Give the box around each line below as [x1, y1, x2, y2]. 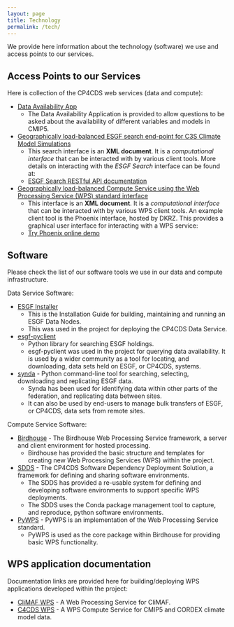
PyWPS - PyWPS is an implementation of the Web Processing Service [17, 516, 219, 524]
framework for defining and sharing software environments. [17, 471, 190, 479]
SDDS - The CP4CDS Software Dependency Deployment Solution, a [17, 464, 214, 471]
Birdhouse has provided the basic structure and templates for [27, 449, 205, 457]
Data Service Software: [7, 289, 74, 297]
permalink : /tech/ [7, 23, 61, 30]
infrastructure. [7, 275, 49, 284]
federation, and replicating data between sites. [27, 392, 162, 400]
